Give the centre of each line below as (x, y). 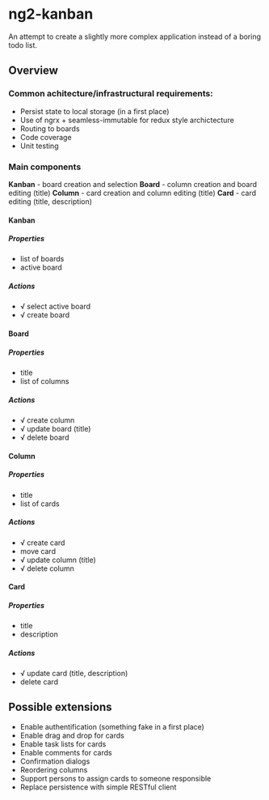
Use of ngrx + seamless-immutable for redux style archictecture (127, 120)
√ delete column (47, 568)
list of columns (44, 381)
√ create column (47, 420)
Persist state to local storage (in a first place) (95, 111)
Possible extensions (60, 707)
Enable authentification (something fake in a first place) (112, 726)
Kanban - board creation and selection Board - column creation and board (132, 184)
